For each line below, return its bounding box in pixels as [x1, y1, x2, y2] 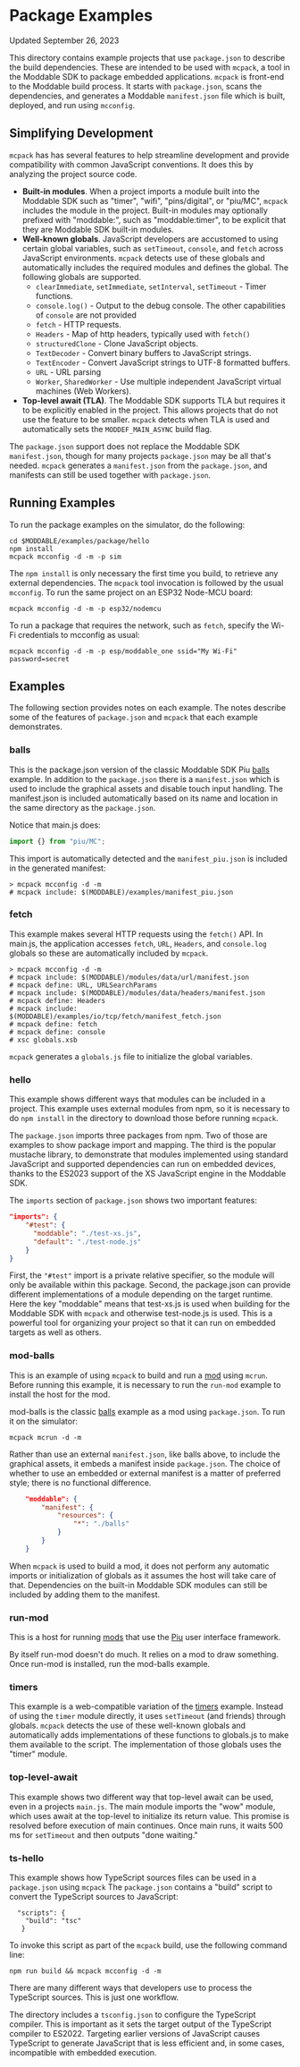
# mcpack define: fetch [9, 1019, 98, 1029]
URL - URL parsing [35, 366, 102, 377]
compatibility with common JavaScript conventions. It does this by [9, 158, 254, 170]
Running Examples [9, 496, 116, 511]
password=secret [9, 654, 70, 663]
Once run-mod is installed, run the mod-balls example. [9, 1659, 211, 1670]
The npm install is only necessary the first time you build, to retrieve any [9, 567, 279, 578]
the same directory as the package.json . [9, 802, 156, 812]
